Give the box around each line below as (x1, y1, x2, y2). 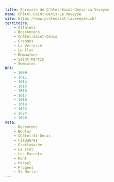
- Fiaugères (14, 138, 38, 143)
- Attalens (14, 25, 36, 30)
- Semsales (14, 61, 36, 66)
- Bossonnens (14, 30, 40, 34)
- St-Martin (14, 169, 38, 175)
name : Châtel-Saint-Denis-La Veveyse (5, 12, 81, 17)
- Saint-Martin (14, 57, 45, 62)
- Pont (14, 156, 27, 161)
